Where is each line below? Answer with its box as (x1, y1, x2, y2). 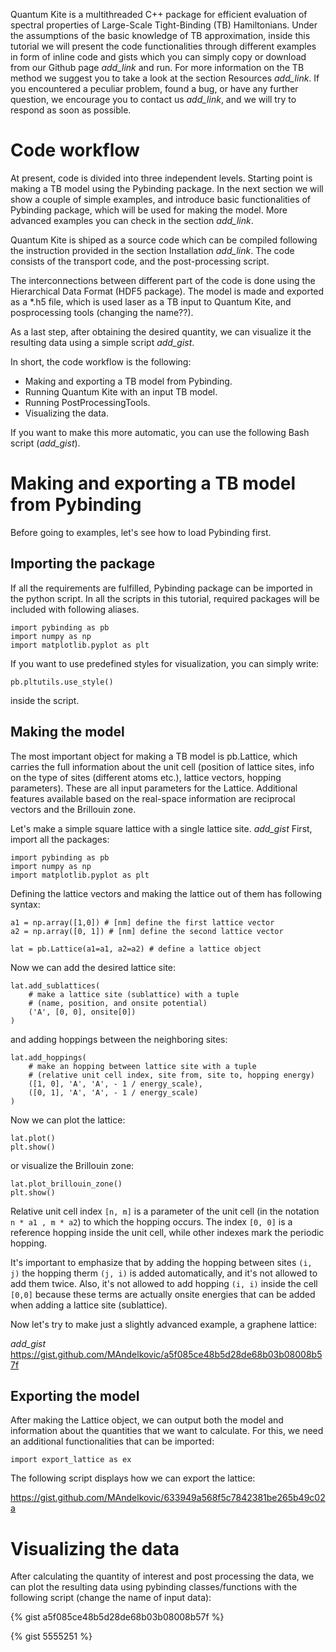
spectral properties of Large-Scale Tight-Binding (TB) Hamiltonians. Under (10, 19, 318, 31)
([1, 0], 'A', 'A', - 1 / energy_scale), (28, 1079, 203, 1089)
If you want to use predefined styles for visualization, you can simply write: (10, 657, 320, 669)
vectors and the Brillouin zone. (10, 803, 137, 815)
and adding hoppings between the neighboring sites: (10, 1033, 228, 1045)
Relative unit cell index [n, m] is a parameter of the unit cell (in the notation (10, 1205, 320, 1217)
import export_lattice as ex (10, 1455, 132, 1465)
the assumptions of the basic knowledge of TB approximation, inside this (10, 30, 311, 41)
